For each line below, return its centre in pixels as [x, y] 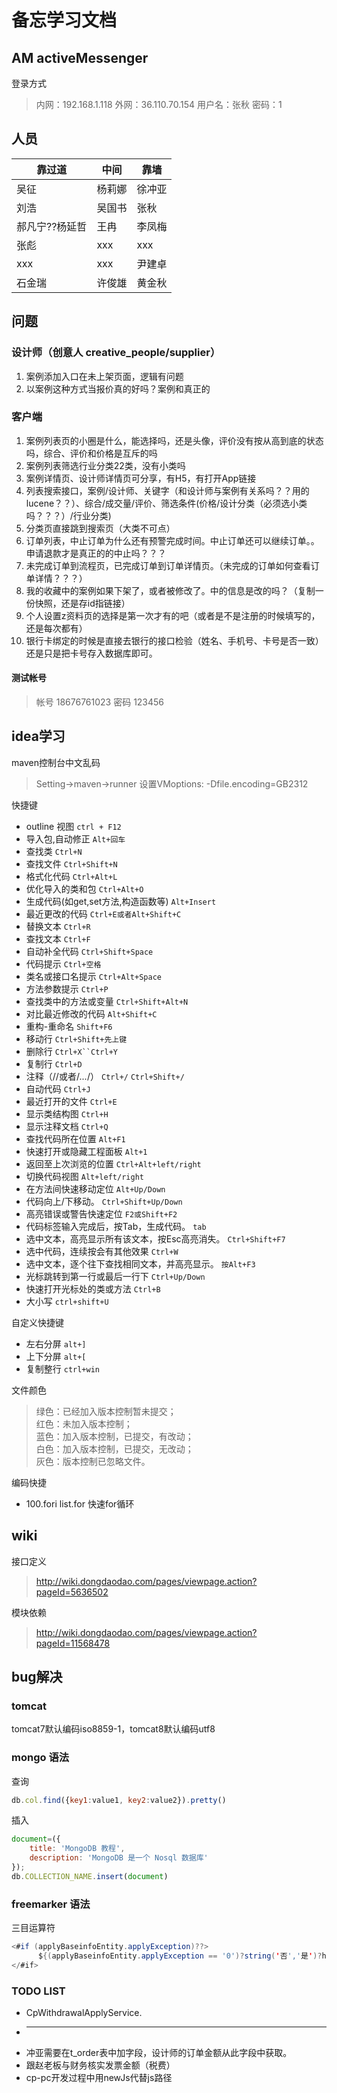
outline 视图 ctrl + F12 [73, 826]
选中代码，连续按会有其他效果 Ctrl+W [102, 1251]
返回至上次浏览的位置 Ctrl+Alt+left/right [113, 1163]
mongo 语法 [40, 1758]
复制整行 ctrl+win [63, 1368]
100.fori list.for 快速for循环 [80, 1503]
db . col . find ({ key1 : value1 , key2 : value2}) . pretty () [119, 1800]
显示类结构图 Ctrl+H [67, 1113]
